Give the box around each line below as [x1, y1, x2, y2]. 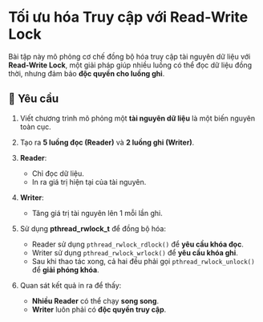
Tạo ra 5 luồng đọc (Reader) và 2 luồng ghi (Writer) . [19, 137, 195, 147]
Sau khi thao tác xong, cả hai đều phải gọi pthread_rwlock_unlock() [31, 256, 255, 266]
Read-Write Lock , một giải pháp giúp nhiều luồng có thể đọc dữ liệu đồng [8, 60, 253, 70]
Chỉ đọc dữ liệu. [31, 169, 84, 178]
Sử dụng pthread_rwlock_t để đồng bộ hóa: [19, 223, 167, 233]
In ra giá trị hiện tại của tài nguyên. [31, 177, 147, 186]
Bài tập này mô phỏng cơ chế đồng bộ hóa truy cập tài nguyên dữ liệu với [8, 51, 251, 61]
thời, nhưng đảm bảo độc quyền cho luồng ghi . [8, 68, 165, 78]
